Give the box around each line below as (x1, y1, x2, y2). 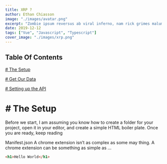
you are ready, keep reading (5, 130, 63, 136)
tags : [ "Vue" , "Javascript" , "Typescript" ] (5, 30, 97, 35)
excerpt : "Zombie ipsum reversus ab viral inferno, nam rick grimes (5, 21, 150, 26)
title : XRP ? (5, 7, 32, 12)
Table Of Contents (5, 53, 63, 62)
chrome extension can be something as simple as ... (5, 145, 112, 151)
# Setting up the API (5, 85, 46, 92)
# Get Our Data (5, 76, 36, 82)
